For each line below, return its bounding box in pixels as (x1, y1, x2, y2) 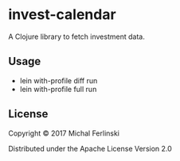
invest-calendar (8, 6, 117, 24)
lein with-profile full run (19, 84, 97, 94)
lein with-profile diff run (19, 75, 98, 85)
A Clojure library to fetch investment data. (8, 32, 145, 41)
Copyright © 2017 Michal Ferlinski (8, 128, 120, 138)
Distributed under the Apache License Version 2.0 (8, 144, 173, 153)
